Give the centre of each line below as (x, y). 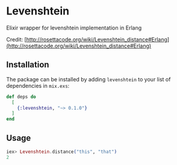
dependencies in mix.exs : (38, 86)
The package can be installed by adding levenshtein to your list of (88, 79)
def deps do (21, 97)
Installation (28, 65)
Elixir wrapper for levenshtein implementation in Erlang (74, 28)
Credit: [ (17, 39)
